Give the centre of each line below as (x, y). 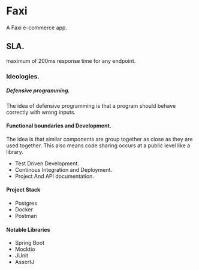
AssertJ (25, 262)
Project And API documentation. (55, 176)
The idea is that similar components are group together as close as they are (99, 139)
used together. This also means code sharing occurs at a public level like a (98, 145)
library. (15, 151)
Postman (26, 216)
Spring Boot (30, 243)
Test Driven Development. (47, 163)
